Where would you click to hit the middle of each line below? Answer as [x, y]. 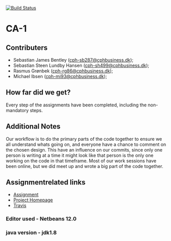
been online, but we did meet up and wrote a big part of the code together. [84, 166]
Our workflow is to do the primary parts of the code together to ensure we [84, 139]
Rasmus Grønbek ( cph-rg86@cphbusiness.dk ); [63, 71]
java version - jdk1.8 [31, 233]
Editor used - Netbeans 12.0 [41, 219]
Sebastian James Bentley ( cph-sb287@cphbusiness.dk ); [73, 60]
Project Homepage [33, 200]
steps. [36, 110]
